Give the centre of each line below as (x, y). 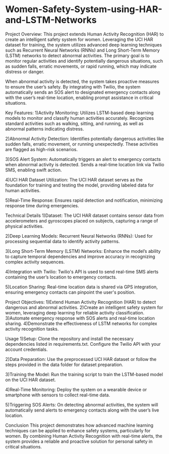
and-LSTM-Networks (51, 20)
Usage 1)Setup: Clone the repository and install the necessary (69, 338)
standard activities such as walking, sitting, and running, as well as (74, 123)
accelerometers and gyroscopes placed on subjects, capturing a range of (82, 220)
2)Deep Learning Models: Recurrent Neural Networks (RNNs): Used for (79, 236)
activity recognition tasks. (32, 329)
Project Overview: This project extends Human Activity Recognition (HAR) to (84, 34)
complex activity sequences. (35, 262)
